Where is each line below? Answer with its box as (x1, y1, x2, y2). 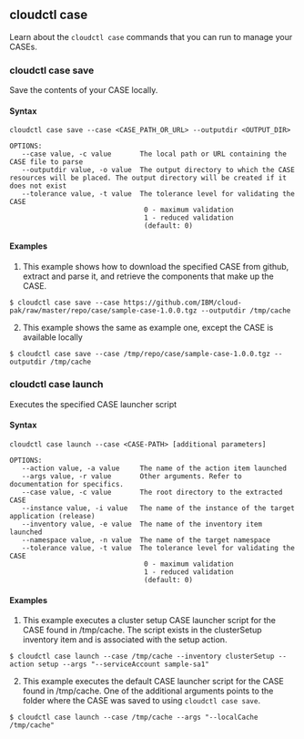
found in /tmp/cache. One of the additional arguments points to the (22, 685, 274, 696)
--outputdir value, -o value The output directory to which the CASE (21, 166, 296, 175)
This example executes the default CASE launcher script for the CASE (22, 676, 284, 687)
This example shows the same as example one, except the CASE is (22, 322, 274, 333)
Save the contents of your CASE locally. (9, 85, 158, 96)
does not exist (9, 181, 67, 190)
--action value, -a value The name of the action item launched (21, 464, 287, 473)
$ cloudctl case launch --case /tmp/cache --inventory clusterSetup (9, 652, 275, 662)
